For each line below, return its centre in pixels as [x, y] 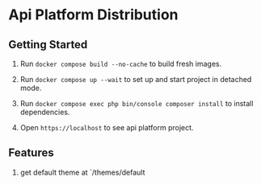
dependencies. [45, 112]
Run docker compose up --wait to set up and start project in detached [136, 79]
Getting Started [48, 45]
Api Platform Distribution [93, 15]
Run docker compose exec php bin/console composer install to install [137, 103]
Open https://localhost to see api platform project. [107, 127]
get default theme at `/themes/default [82, 172]
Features [31, 153]
